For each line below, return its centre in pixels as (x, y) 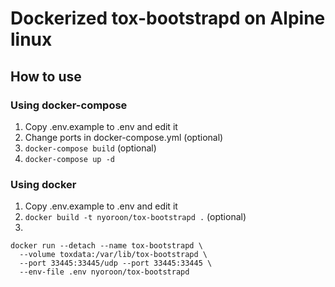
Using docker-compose (69, 105)
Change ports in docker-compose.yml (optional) (124, 137)
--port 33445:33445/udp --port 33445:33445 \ (116, 263)
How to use (46, 76)
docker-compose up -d (69, 159)
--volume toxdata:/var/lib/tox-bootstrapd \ (113, 255)
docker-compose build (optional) (90, 148)
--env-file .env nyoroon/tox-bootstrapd (104, 272)
